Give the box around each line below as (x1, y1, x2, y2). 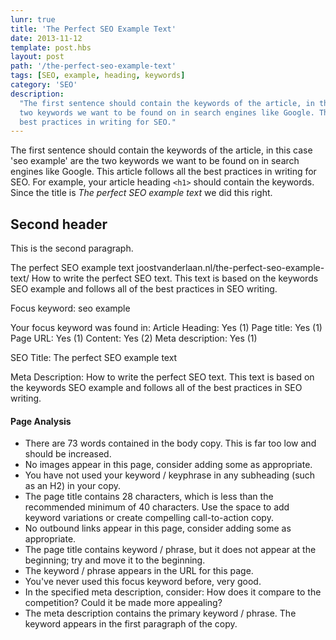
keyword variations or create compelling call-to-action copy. (24, 512, 274, 524)
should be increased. (24, 448, 112, 460)
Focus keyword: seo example (10, 302, 131, 315)
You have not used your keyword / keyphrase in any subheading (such (24, 469, 316, 481)
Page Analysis (10, 415, 72, 427)
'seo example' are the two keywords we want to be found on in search (10, 155, 300, 167)
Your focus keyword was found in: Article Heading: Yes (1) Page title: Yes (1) (10, 322, 323, 334)
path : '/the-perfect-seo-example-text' (10, 61, 177, 71)
